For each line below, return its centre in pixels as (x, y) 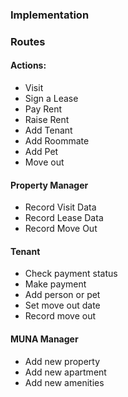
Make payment (55, 284)
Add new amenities (64, 382)
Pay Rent (43, 109)
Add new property (62, 361)
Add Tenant (48, 130)
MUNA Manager (44, 339)
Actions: (28, 65)
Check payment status (71, 274)
